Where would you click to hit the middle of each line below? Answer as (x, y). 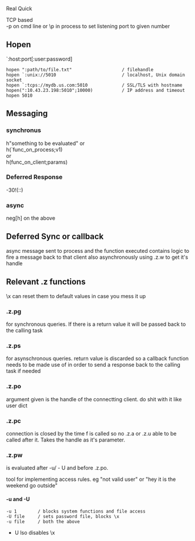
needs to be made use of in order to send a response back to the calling (93, 365)
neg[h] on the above (31, 218)
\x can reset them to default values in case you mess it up (76, 296)
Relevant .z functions (46, 282)
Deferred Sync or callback (55, 237)
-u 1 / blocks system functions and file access (76, 512)
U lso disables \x (35, 533)
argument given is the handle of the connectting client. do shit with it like (94, 399)
